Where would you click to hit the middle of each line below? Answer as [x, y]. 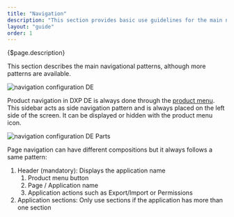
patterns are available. [39, 74]
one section [34, 208]
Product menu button [58, 178]
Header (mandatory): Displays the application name [91, 170]
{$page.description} [36, 53]
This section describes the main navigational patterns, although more [107, 66]
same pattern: [27, 157]
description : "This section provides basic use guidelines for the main [115, 20]
